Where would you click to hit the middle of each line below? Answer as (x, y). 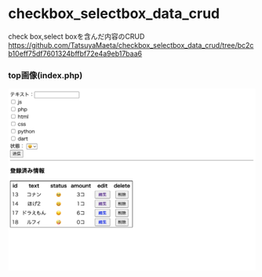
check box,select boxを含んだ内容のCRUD (76, 36)
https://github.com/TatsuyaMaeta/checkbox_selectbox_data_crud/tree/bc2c (131, 45)
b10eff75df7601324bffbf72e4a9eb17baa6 (75, 53)
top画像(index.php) (45, 75)
